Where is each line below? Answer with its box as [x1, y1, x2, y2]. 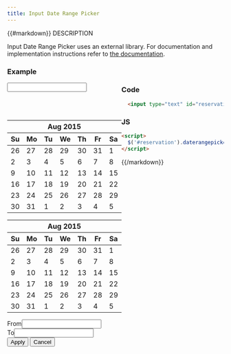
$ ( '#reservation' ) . [127, 139, 184, 146]
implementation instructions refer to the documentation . [7, 49, 165, 58]
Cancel [33, 338, 52, 346]
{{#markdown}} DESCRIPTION [7, 29, 93, 37]
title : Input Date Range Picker [7, 10, 100, 17]
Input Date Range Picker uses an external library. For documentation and [7, 42, 213, 50]
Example [7, 67, 37, 76]
